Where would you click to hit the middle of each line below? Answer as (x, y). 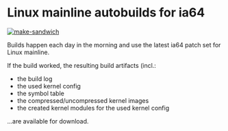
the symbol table (41, 93)
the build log (35, 79)
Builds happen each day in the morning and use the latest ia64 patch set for (114, 45)
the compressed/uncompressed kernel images (83, 100)
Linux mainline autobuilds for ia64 (106, 13)
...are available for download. (48, 121)
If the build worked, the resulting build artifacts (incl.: (81, 65)
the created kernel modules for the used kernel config (93, 108)
